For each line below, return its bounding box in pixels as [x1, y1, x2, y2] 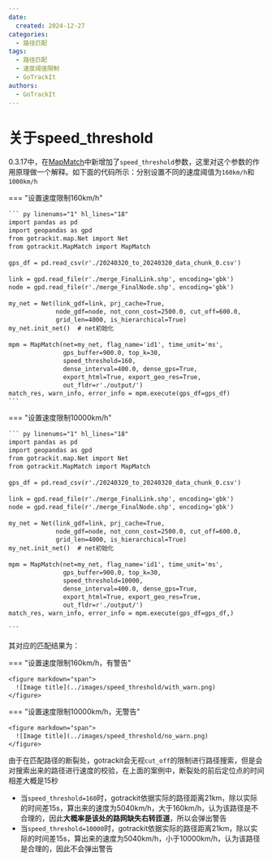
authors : [8, 81, 38, 89]
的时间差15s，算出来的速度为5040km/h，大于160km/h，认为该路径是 [19, 803, 252, 813]
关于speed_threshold [8, 128, 153, 147]
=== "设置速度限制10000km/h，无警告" [8, 707, 140, 716]
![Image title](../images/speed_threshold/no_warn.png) [15, 732, 209, 741]
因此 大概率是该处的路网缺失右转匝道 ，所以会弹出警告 [48, 813, 227, 824]
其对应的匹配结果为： [8, 641, 80, 651]
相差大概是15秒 [8, 776, 58, 785]
